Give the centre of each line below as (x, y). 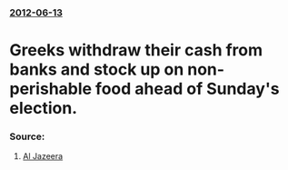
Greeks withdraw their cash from (136, 50)
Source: (27, 136)
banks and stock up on (97, 70)
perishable (51, 89)
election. (44, 109)
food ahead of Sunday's (187, 89)
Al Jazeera (43, 156)
